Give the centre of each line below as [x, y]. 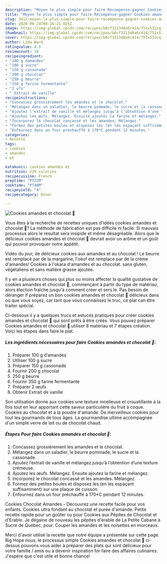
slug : [11, 19]
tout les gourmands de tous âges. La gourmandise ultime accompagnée [79, 417]
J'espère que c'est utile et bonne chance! [48, 556]
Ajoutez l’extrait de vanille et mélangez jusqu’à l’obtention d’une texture [85, 462]
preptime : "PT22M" [24, 181]
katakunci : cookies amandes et [38, 167]
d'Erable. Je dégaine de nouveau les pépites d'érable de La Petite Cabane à [83, 520]
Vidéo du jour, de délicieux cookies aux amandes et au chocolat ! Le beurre [82, 253]
